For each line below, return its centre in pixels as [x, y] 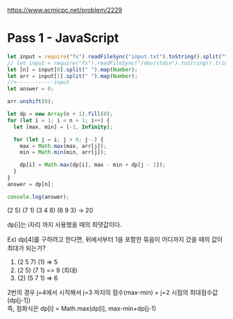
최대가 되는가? [27, 248]
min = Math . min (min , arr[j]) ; [63, 152]
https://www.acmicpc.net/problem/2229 [65, 10]
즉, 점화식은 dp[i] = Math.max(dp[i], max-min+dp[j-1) [82, 308]
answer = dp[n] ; [31, 184]
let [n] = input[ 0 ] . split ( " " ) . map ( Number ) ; [72, 69]
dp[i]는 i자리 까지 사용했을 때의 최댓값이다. [64, 224]
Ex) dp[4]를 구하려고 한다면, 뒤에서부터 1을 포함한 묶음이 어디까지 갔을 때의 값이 [115, 239]
